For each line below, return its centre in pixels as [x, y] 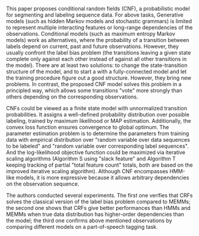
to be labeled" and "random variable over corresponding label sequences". [97, 146]
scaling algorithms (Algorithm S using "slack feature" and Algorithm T [91, 159]
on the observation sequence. [43, 184]
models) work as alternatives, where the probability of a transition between [98, 40]
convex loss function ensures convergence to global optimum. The [88, 127]
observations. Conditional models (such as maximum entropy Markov [91, 34]
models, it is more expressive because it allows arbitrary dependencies [102, 178]
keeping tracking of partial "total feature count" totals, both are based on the [99, 165]
